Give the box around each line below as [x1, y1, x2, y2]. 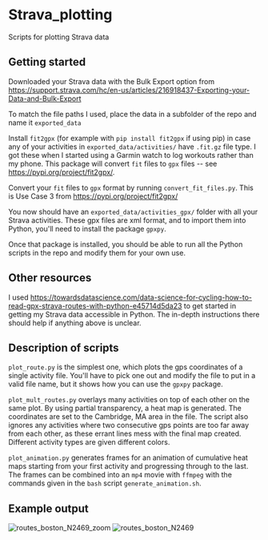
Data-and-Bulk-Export [8, 94, 82, 103]
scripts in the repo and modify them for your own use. [8, 248, 186, 257]
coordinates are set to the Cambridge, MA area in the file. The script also [8, 412, 249, 421]
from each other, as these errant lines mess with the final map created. [8, 429, 242, 438]
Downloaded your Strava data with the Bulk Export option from [8, 76, 214, 86]
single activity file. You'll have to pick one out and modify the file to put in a [8, 371, 256, 381]
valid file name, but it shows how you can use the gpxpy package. [8, 379, 224, 389]
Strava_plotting [8, 6, 113, 24]
